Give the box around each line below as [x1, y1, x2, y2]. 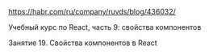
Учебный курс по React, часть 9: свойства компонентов [8, 23, 202, 31]
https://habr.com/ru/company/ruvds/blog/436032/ [8, 7, 176, 16]
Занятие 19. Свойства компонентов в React [8, 38, 157, 48]
